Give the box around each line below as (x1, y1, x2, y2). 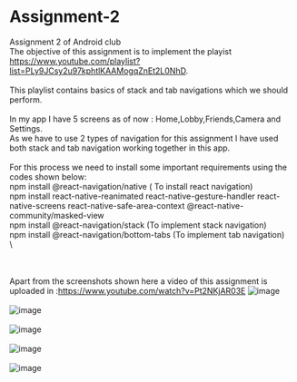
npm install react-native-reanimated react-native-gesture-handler (9, 191, 256, 201)
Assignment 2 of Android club (9, 36, 121, 47)
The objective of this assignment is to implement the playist (9, 45, 233, 56)
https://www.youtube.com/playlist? (9, 55, 141, 66)
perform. (9, 93, 43, 105)
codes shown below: (9, 171, 87, 182)
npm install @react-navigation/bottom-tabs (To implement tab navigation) (9, 229, 285, 240)
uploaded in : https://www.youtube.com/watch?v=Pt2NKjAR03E (9, 285, 246, 296)
